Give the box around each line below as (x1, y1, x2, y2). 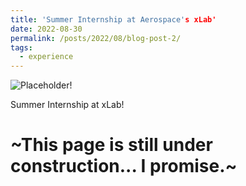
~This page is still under (10, 134, 213, 156)
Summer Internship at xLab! (10, 99, 125, 111)
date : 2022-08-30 (10, 24, 83, 34)
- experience (19, 52, 74, 62)
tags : (10, 42, 33, 53)
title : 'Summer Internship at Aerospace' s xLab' (10, 14, 217, 25)
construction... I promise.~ (10, 155, 238, 178)
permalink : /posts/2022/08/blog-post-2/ (10, 33, 182, 43)
